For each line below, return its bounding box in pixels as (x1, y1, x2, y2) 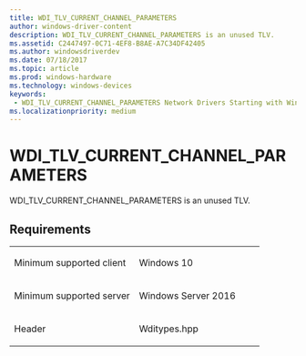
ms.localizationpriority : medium (9, 107, 137, 116)
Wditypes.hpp (138, 322, 199, 335)
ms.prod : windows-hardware (9, 73, 112, 82)
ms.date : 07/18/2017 (9, 56, 88, 65)
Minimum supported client (14, 257, 127, 269)
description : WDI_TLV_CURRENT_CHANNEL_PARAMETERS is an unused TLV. (9, 30, 275, 39)
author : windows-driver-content (9, 22, 132, 31)
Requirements (9, 221, 91, 237)
